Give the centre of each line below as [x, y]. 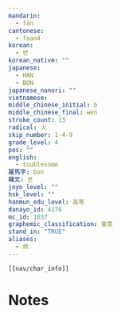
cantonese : [26, 30]
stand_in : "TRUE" [37, 232]
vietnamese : [28, 98]
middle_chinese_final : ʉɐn [53, 113]
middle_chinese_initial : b [53, 105]
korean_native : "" [39, 61]
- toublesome [37, 165]
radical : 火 [27, 127]
